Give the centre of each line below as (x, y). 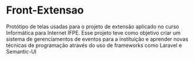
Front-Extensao (45, 10)
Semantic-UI (21, 51)
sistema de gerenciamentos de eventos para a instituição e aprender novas (97, 39)
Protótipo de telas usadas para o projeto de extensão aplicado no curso (93, 26)
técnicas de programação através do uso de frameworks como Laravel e (94, 45)
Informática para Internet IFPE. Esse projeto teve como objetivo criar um (93, 32)
